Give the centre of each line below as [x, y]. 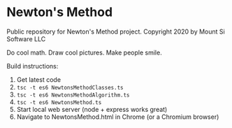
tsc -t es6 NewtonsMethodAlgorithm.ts [73, 95]
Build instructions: [32, 66]
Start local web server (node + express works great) [92, 109]
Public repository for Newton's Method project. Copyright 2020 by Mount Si [116, 31]
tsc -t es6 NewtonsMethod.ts [59, 102]
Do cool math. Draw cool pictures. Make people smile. [84, 52]
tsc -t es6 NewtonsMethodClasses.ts [70, 87]
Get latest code [38, 79]
